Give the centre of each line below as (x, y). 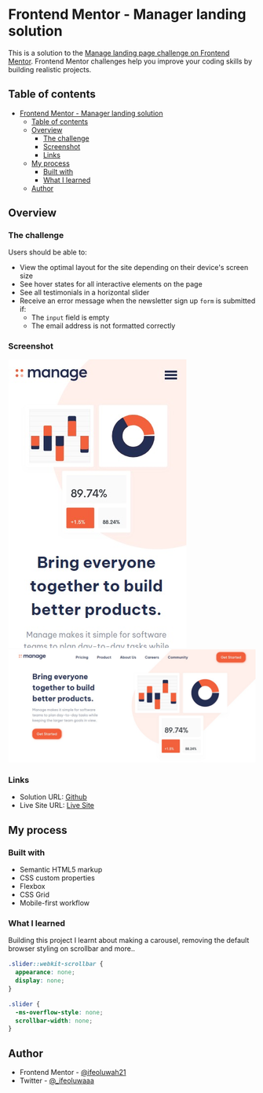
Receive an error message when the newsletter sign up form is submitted (137, 301)
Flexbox (32, 886)
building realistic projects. (50, 69)
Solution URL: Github (53, 797)
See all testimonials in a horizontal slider (84, 293)
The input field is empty (70, 318)
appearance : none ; (46, 972)
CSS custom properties (57, 878)
